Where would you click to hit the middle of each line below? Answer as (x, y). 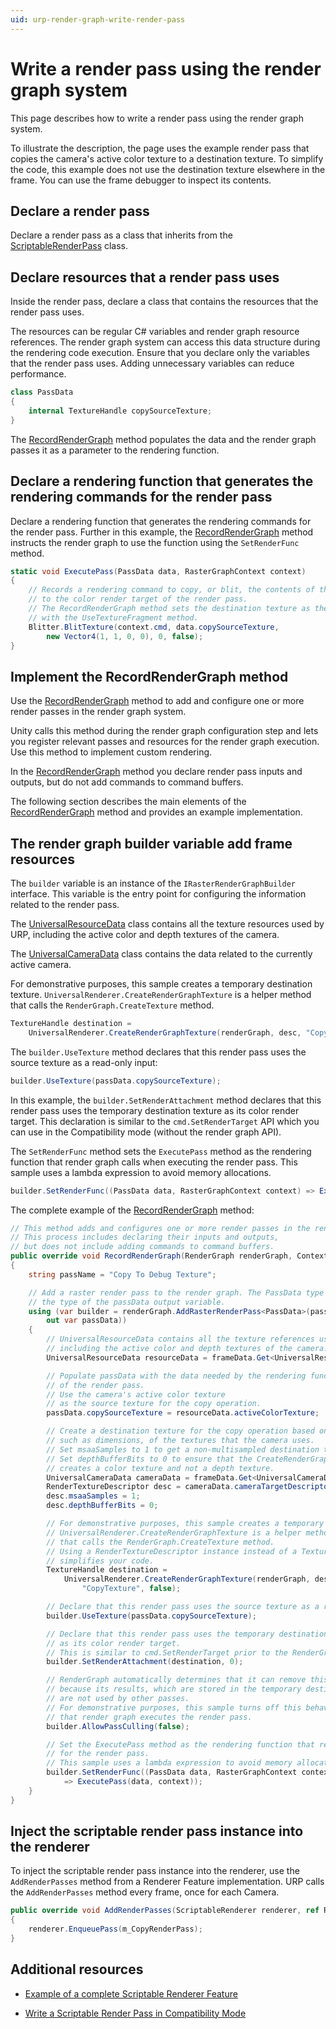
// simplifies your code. (100, 1561)
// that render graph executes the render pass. (149, 1717)
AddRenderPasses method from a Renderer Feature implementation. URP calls (167, 1882)
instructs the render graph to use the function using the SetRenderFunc (155, 542)
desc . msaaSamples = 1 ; (93, 1496)
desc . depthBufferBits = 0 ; (102, 1506)
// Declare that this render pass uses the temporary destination (187, 1634)
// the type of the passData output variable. (127, 1302)
